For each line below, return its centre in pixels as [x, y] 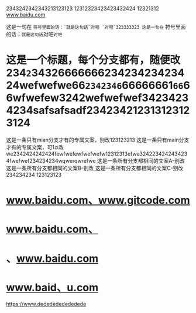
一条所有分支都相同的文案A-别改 [146, 160]
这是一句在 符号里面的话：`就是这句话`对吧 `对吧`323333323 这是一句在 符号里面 [96, 27]
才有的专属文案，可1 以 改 [35, 147]
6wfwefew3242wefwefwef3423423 [97, 98]
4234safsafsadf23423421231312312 [98, 110]
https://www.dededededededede [46, 304]
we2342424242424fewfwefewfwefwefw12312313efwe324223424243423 [97, 154]
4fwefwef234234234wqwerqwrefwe [51, 160]
